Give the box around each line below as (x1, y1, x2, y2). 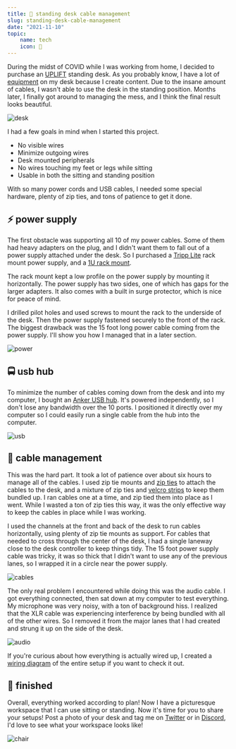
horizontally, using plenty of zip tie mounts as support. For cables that (7, 529, 210, 538)
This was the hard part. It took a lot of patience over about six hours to (7, 471, 212, 479)
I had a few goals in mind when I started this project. (7, 128, 160, 136)
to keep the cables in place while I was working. (7, 508, 147, 517)
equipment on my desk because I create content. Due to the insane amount (7, 78, 226, 85)
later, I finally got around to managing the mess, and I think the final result (7, 92, 221, 101)
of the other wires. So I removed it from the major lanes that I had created (7, 617, 221, 625)
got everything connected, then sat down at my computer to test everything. (7, 594, 229, 603)
